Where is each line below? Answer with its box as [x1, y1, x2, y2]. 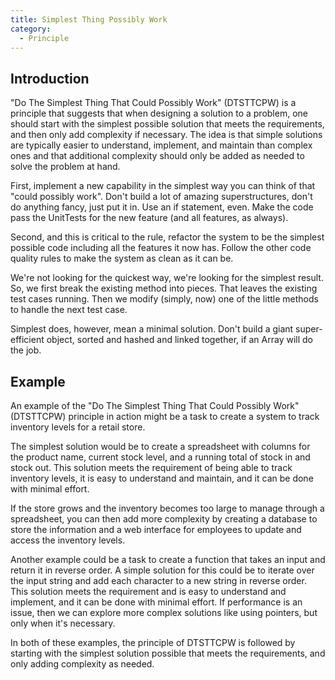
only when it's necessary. [10, 617, 116, 629]
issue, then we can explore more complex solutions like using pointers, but [10, 607, 318, 618]
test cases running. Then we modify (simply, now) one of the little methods [10, 293, 319, 305]
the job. [10, 344, 42, 356]
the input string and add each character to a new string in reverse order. [10, 575, 307, 586]
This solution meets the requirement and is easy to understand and [10, 586, 287, 597]
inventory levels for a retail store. [10, 421, 146, 433]
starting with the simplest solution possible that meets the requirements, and [10, 647, 326, 659]
